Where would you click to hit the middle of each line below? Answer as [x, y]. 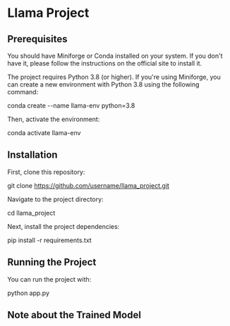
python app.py [29, 293]
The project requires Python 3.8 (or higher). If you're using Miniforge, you [114, 77]
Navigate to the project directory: [55, 199]
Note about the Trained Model [74, 315]
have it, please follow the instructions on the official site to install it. [105, 63]
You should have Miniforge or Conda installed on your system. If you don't [115, 56]
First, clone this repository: [46, 172]
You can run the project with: [49, 279]
